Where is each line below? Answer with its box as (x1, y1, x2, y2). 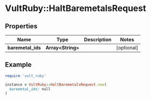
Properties (5, 22, 38, 30)
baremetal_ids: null (9, 87, 51, 91)
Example (5, 61, 32, 69)
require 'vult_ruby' (5, 73, 47, 78)
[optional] (116, 44, 138, 51)
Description (83, 37, 112, 43)
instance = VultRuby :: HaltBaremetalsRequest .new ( (5, 82, 107, 87)
